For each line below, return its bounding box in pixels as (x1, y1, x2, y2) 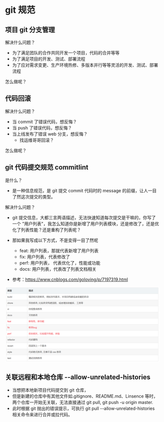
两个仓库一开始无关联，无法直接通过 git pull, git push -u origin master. (12, 399, 153, 405)
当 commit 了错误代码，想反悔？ (12, 119, 77, 124)
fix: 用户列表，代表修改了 (19, 253, 70, 260)
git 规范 (5, 4, 36, 16)
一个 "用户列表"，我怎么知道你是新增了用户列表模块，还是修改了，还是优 (12, 221, 159, 226)
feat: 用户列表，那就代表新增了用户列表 (19, 248, 99, 253)
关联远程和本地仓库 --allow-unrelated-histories (5, 373, 151, 381)
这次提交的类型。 (21, 194, 55, 199)
